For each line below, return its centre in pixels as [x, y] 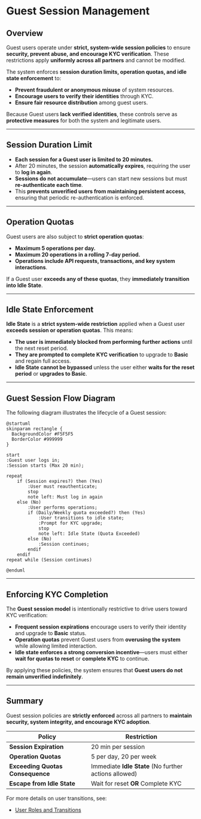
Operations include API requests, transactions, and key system [95, 261]
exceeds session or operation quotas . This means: [70, 330]
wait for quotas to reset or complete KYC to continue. [82, 659]
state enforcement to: [34, 78]
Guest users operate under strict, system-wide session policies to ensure [98, 47]
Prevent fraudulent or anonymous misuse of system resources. [94, 90]
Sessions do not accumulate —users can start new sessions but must [101, 179]
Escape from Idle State [42, 783]
